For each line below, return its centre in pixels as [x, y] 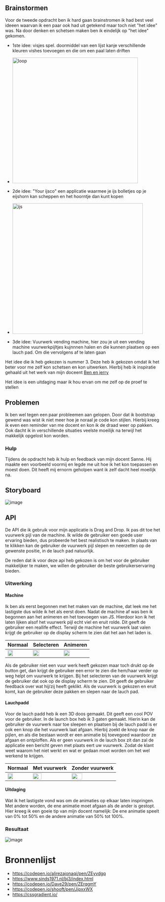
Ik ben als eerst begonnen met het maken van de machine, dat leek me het [81, 606]
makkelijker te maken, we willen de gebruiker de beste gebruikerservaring [80, 566]
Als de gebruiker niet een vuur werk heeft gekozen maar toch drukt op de [80, 665]
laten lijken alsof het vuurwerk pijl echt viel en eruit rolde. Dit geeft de [76, 622]
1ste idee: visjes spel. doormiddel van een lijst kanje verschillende [79, 45]
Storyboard [23, 490]
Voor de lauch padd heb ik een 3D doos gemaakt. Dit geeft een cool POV [79, 714]
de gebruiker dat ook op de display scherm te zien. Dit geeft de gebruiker [80, 681]
